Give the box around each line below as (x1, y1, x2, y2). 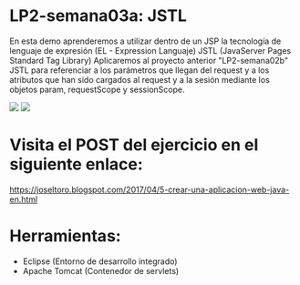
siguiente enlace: (9, 154, 143, 175)
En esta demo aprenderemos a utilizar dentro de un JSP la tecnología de (9, 36, 282, 46)
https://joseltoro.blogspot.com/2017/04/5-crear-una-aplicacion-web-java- (9, 184, 290, 195)
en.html (9, 193, 38, 205)
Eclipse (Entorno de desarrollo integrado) (22, 256, 178, 267)
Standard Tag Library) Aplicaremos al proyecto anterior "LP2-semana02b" (9, 55, 289, 66)
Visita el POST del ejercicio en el (9, 135, 259, 156)
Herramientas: (9, 226, 121, 247)
